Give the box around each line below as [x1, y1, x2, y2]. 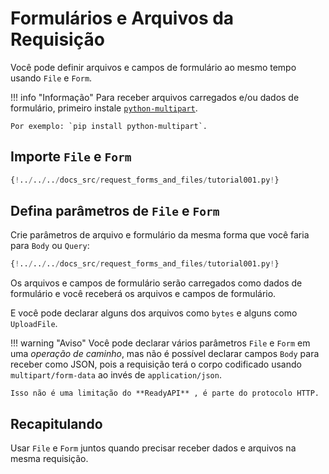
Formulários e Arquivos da [10, 7, 235, 30]
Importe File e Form [10, 148, 132, 166]
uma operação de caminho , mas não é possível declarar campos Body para [10, 348, 320, 360]
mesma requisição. [10, 453, 89, 465]
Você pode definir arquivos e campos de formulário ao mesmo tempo [10, 61, 297, 73]
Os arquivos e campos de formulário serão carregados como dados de [10, 277, 303, 289]
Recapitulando [10, 415, 103, 432]
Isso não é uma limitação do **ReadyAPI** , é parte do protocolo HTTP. [10, 388, 320, 399]
